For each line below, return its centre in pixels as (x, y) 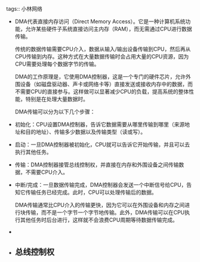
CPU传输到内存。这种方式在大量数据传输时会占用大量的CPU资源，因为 (102, 56)
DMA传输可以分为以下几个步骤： (55, 112)
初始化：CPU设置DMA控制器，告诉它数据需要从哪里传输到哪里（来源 (100, 124)
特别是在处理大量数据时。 (57, 99)
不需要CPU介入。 (47, 172)
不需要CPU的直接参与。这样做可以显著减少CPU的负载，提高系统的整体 (102, 92)
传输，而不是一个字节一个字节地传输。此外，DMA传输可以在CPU (105, 212)
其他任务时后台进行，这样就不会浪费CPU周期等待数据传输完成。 (99, 220)
